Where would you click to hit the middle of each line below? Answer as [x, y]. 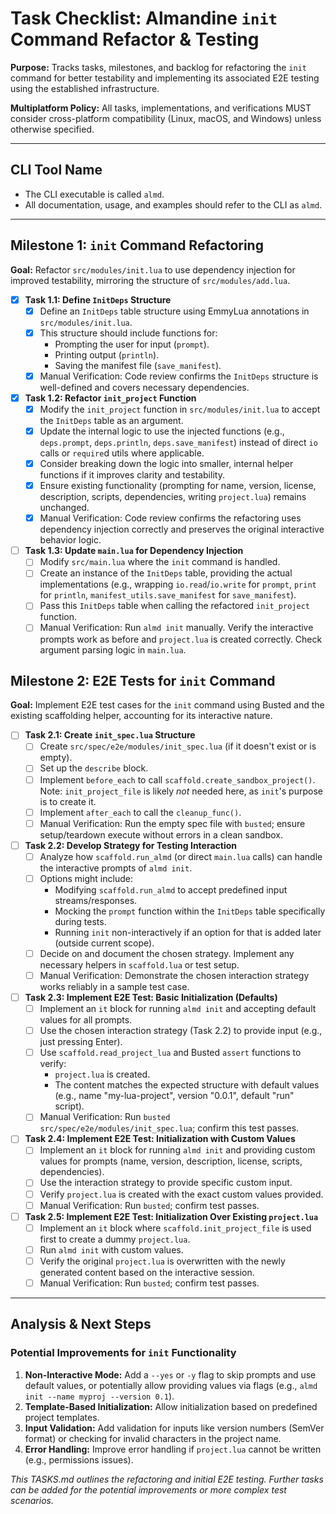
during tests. [80, 921]
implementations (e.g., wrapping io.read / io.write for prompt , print [178, 584]
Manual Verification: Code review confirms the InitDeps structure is [179, 376]
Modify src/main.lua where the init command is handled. [160, 562]
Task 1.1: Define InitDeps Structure [98, 299]
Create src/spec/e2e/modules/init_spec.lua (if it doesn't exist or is [178, 746]
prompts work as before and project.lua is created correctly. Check [181, 639]
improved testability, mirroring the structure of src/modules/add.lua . [150, 280]
